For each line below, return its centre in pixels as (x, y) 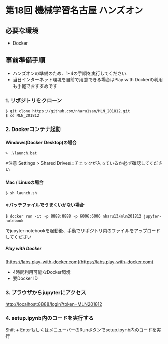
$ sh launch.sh (21, 193)
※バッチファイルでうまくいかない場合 (45, 205)
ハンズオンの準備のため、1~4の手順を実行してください (69, 73)
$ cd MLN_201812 (22, 116)
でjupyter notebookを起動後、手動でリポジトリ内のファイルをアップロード (83, 230)
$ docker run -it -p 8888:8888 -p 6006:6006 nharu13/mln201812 (73, 216)
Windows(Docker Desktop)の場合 (41, 142)
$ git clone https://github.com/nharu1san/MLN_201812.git (68, 111)
